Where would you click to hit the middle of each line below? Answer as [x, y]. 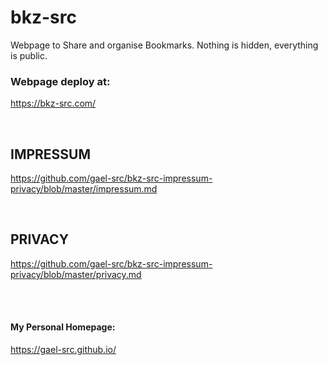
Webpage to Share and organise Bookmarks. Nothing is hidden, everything [164, 45]
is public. [29, 55]
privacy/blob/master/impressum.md [84, 189]
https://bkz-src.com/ [53, 103]
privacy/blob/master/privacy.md [76, 274]
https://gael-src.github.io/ [63, 350]
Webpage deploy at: [60, 81]
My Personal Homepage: [63, 327]
